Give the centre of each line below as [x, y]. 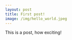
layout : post [18, 10]
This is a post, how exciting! [33, 33]
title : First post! [25, 14]
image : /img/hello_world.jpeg [36, 19]
